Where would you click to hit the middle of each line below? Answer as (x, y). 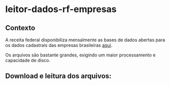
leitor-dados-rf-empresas (61, 9)
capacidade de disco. (28, 60)
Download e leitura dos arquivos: (58, 76)
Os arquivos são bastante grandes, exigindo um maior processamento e (80, 55)
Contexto (20, 28)
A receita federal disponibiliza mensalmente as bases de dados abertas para (85, 40)
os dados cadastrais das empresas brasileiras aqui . (59, 45)
